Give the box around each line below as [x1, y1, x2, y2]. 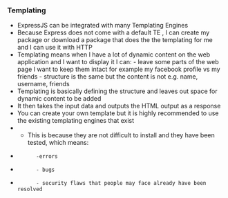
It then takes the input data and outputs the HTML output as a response [17, 102, 221, 110]
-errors [35, 153, 58, 160]
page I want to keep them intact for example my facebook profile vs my [17, 65, 220, 74]
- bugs [35, 166, 55, 174]
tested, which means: [27, 139, 89, 147]
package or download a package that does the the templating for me [17, 36, 213, 44]
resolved [17, 186, 43, 193]
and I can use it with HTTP [17, 43, 93, 52]
